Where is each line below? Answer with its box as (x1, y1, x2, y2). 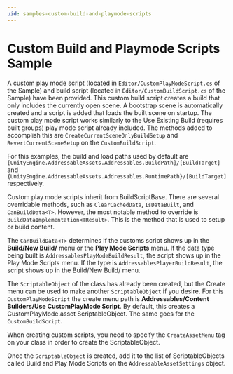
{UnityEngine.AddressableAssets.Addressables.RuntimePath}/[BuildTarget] (7, 173, 227, 180)
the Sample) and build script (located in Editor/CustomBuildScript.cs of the (7, 86, 226, 95)
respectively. (7, 179, 44, 187)
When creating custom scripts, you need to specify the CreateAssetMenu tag (7, 330, 225, 339)
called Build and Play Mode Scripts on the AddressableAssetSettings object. (7, 359, 226, 367)
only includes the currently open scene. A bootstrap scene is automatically (7, 101, 223, 109)
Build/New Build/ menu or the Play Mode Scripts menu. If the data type (7, 243, 215, 252)
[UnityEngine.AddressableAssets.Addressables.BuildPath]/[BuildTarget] (7, 159, 220, 166)
